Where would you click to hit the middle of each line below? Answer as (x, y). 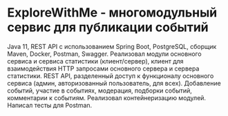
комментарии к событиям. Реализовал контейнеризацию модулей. (106, 97)
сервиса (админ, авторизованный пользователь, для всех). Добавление (114, 83)
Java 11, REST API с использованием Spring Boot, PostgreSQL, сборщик (112, 46)
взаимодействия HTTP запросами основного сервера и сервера (103, 68)
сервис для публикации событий (108, 27)
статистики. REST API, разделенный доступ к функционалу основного (111, 76)
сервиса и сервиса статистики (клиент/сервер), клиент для (96, 61)
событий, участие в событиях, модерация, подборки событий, (99, 90)
